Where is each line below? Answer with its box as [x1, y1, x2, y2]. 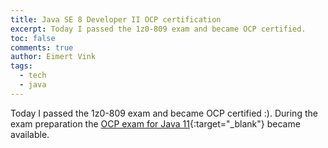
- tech [19, 71, 47, 81]
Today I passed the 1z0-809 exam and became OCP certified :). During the [10, 107, 318, 119]
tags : [10, 61, 33, 71]
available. [10, 128, 50, 140]
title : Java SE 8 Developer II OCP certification [10, 14, 222, 25]
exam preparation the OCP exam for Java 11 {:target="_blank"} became [10, 117, 301, 130]
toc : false [10, 33, 56, 43]
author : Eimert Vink [10, 52, 97, 62]
